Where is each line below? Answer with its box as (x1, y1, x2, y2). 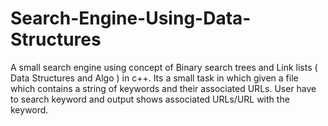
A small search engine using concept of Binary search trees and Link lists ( (10, 61, 318, 73)
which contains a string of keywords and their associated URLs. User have (10, 82, 317, 94)
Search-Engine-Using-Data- (10, 7, 252, 30)
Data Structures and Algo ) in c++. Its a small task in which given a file (10, 72, 299, 84)
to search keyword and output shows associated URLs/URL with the (10, 93, 290, 105)
